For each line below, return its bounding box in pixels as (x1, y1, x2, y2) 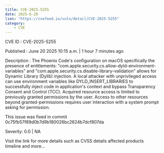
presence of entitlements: (5, 63, 57, 69)
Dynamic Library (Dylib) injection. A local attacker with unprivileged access (5, 73, 157, 79)
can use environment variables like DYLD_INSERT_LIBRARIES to (5, 79, 134, 85)
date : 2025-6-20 (5, 12, 38, 17)
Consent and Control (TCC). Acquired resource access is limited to (5, 89, 140, 95)
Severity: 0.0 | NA (5, 129, 41, 134)
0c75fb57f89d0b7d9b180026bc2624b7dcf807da (5, 119, 104, 125)
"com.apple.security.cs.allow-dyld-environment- (58, 63, 156, 69)
